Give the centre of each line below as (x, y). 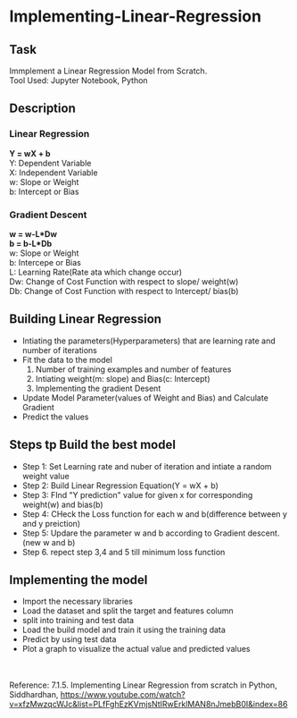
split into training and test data (78, 621)
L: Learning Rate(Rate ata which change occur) (96, 272)
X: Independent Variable (54, 173)
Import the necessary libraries (78, 602)
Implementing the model (78, 580)
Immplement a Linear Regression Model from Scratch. (108, 71)
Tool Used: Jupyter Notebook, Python (79, 80)
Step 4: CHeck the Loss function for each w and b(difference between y (155, 514)
